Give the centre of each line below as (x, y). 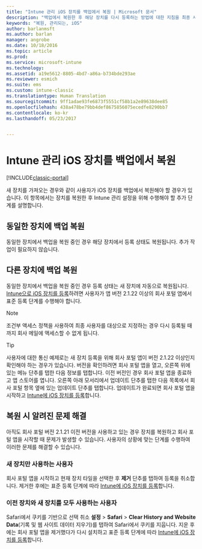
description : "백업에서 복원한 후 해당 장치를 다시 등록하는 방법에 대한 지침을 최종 (98, 17)
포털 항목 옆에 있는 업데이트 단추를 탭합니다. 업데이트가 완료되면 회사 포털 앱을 (104, 387)
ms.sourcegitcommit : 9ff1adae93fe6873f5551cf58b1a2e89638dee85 (87, 101)
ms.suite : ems (24, 85)
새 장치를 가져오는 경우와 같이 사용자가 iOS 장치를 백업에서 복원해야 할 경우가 (96, 190)
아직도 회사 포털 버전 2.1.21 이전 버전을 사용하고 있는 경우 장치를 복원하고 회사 (97, 431)
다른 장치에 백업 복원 (42, 270)
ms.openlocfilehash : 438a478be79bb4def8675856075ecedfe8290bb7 (87, 107)
